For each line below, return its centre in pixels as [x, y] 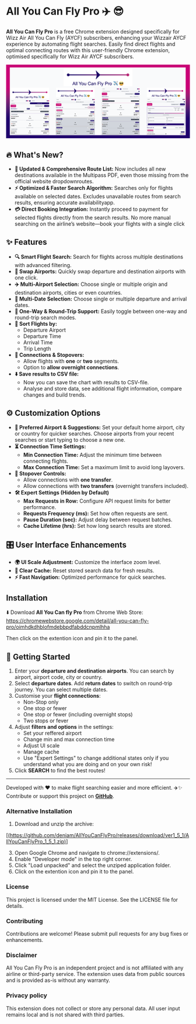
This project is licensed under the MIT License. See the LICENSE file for [92, 899]
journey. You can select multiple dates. [61, 690]
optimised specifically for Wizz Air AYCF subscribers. [70, 56]
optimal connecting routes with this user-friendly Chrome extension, [88, 50]
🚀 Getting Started [38, 657]
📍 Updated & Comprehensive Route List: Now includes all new [90, 169]
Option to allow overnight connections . [71, 367]
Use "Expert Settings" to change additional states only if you [96, 758]
